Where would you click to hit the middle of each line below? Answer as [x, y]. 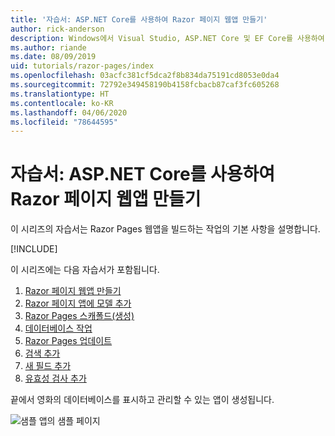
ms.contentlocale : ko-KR [62, 103]
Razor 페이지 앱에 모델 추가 [78, 303]
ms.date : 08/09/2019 [53, 57]
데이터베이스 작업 [58, 328]
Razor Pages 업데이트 [68, 341]
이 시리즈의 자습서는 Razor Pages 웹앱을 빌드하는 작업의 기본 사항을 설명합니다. [165, 229]
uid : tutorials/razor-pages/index [82, 66]
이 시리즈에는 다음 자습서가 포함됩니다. [85, 270]
